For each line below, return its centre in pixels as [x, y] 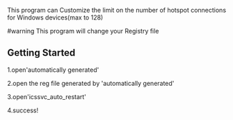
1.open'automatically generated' [53, 70]
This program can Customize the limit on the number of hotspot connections [117, 10]
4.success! [23, 110]
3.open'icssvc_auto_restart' [47, 96]
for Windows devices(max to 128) [55, 17]
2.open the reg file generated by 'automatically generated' [91, 83]
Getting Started [41, 53]
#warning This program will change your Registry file [83, 31]
